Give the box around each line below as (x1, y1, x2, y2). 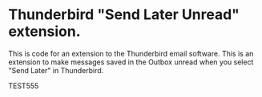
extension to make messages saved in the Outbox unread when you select (8, 57, 254, 67)
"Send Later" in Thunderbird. (8, 65, 104, 75)
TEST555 (8, 81, 39, 91)
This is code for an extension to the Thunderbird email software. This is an (8, 48, 254, 58)
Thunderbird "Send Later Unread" (8, 6, 240, 24)
